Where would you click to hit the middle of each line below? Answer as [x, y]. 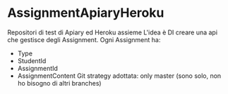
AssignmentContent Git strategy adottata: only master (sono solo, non [119, 76]
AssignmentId [38, 68]
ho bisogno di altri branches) [59, 83]
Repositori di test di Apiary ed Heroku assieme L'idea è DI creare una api [112, 32]
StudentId [32, 60]
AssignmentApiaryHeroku [86, 13]
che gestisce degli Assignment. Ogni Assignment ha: [84, 39]
